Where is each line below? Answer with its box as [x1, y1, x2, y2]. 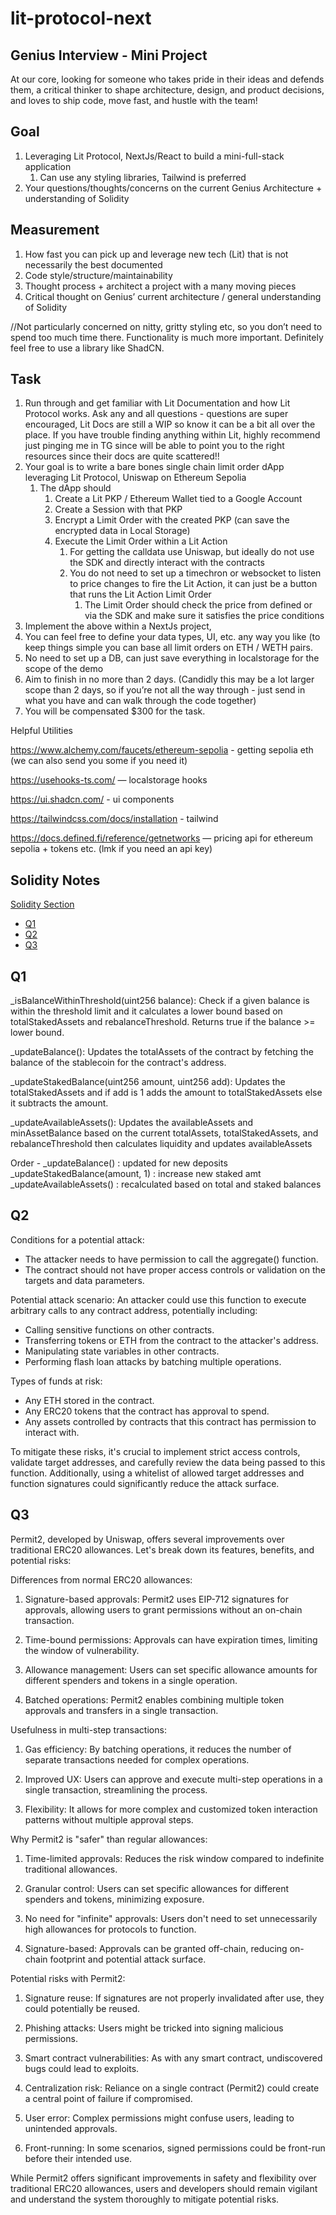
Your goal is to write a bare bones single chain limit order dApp [24, 461, 285, 473]
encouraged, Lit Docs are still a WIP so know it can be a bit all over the [24, 418, 316, 431]
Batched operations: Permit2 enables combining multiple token [24, 1693, 285, 1706]
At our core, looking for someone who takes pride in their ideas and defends [10, 73, 325, 85]
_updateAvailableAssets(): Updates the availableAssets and [10, 1117, 254, 1129]
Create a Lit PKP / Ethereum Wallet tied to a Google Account [54, 493, 303, 505]
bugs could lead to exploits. [24, 2062, 140, 2074]
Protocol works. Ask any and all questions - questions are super [24, 408, 289, 420]
